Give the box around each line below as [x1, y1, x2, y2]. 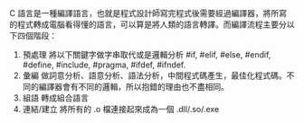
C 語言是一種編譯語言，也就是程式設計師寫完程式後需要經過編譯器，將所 [9, 8, 280, 18]
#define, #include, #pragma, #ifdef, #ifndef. [22, 59, 186, 70]
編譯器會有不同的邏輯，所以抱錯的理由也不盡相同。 [38, 82, 229, 92]
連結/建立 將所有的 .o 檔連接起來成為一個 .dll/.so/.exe [22, 104, 220, 114]
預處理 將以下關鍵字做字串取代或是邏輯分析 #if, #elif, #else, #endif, [22, 49, 271, 60]
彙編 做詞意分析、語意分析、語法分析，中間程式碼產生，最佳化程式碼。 [22, 70, 287, 81]
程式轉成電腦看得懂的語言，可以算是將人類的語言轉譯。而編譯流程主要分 [16, 19, 287, 30]
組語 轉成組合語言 [22, 92, 89, 103]
